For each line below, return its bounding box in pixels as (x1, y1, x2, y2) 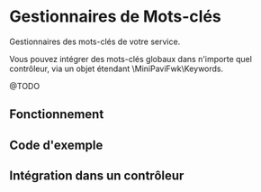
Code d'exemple (9, 137, 103, 152)
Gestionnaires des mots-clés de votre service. (9, 36, 181, 47)
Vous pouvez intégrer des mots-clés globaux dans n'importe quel (9, 53, 252, 64)
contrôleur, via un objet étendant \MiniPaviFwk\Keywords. (9, 63, 224, 74)
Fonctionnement (9, 106, 104, 123)
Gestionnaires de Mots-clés (9, 6, 222, 27)
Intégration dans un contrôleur (9, 169, 184, 184)
